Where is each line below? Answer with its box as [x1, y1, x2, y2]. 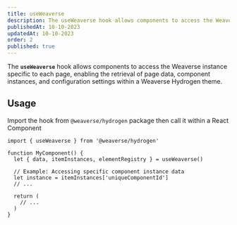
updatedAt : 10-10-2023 [7, 30, 74, 37]
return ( [13, 193, 39, 200]
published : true [7, 43, 55, 50]
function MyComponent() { [7, 149, 83, 157]
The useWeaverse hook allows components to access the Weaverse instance [7, 63, 228, 70]
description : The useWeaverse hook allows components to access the [7, 17, 213, 24]
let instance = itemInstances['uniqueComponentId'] [13, 174, 169, 181]
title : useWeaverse [7, 10, 65, 18]
